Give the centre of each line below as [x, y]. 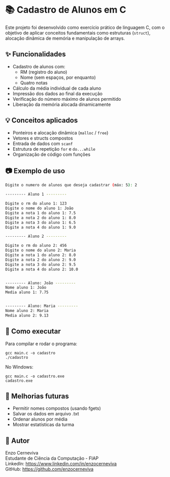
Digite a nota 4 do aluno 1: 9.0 [41, 227]
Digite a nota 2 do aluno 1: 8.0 [41, 218]
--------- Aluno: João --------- [41, 283]
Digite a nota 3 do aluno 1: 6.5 [41, 222]
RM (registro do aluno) [44, 72]
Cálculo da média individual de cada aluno [57, 88]
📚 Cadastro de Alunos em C [66, 10]
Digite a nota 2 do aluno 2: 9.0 [41, 260]
